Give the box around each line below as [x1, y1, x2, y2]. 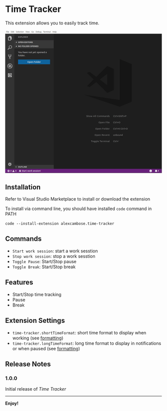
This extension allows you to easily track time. [5, 20, 99, 26]
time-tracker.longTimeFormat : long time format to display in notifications [12, 340, 162, 346]
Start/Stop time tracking [12, 291, 62, 297]
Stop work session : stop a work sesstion [12, 253, 95, 259]
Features [5, 278, 33, 287]
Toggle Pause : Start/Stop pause [12, 258, 77, 264]
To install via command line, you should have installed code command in [5, 205, 152, 212]
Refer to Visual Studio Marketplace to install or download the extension [5, 196, 151, 202]
